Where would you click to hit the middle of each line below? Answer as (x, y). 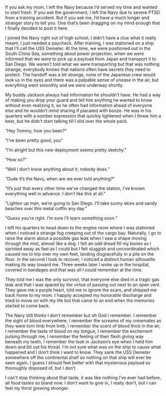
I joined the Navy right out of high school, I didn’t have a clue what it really (81, 38)
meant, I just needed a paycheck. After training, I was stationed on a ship (80, 43)
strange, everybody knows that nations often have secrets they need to (78, 69)
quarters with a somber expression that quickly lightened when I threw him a (83, 116)
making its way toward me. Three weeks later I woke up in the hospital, (78, 264)
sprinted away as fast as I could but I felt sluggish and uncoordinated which (82, 249)
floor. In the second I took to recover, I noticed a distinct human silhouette (80, 259)
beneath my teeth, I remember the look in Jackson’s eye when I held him (79, 342)
